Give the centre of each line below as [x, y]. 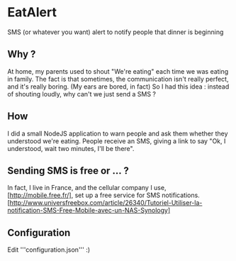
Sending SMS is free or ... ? [68, 171]
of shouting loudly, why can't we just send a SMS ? [82, 94]
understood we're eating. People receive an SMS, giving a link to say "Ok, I [117, 141]
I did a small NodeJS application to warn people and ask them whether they [118, 133]
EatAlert [32, 12]
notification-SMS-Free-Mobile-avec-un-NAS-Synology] [89, 211]
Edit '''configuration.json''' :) [49, 250]
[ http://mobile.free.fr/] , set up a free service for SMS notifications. [103, 195]
